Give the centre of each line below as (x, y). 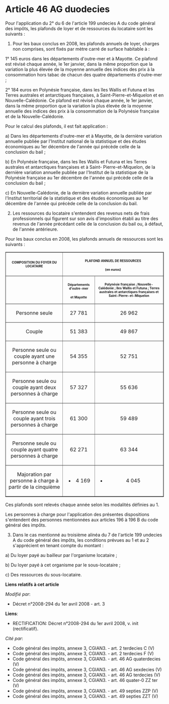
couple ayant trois (34, 418)
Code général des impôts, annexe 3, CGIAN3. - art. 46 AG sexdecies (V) (87, 669)
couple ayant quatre (34, 449)
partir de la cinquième (34, 487)
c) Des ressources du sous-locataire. (44, 574)
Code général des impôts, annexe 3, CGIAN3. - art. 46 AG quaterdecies (87, 659)
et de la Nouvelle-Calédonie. (35, 116)
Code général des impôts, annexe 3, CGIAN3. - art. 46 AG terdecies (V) (86, 675)
